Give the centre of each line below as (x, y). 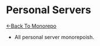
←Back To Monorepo (31, 26)
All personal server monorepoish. (54, 37)
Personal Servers (49, 10)
